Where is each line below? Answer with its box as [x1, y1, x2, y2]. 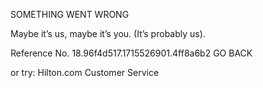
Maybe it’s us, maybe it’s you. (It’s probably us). [10, 28, 206, 39]
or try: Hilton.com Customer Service [10, 67, 160, 78]
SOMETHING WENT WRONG [10, 9, 130, 20]
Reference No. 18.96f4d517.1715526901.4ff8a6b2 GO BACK [10, 47, 253, 59]
